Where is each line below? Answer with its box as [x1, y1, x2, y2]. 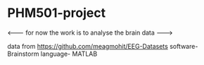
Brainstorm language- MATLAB [7, 49, 98, 58]
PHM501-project [7, 5, 106, 21]
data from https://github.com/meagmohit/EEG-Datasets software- [7, 42, 198, 50]
